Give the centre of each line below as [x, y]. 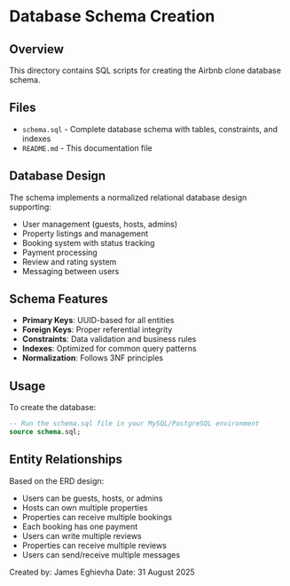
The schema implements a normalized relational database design [128, 197]
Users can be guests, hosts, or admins [92, 498]
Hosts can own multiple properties [85, 507]
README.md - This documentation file [87, 147]
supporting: [30, 207]
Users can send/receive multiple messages [101, 554]
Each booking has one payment [80, 527]
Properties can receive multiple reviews [94, 545]
